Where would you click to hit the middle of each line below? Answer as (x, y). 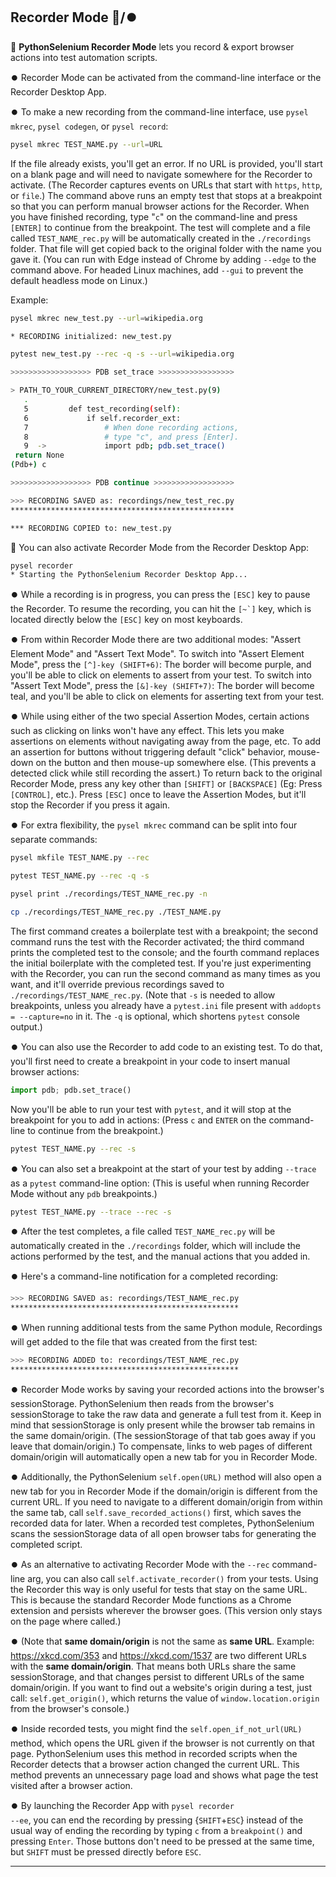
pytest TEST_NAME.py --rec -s (73, 1149)
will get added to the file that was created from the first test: (134, 1342)
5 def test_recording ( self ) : (102, 409)
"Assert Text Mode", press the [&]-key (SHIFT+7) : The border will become (162, 686)
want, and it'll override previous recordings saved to (117, 984)
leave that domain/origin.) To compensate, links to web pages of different (161, 1446)
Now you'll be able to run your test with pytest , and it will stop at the (151, 1109)
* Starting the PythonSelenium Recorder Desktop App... (129, 575)
